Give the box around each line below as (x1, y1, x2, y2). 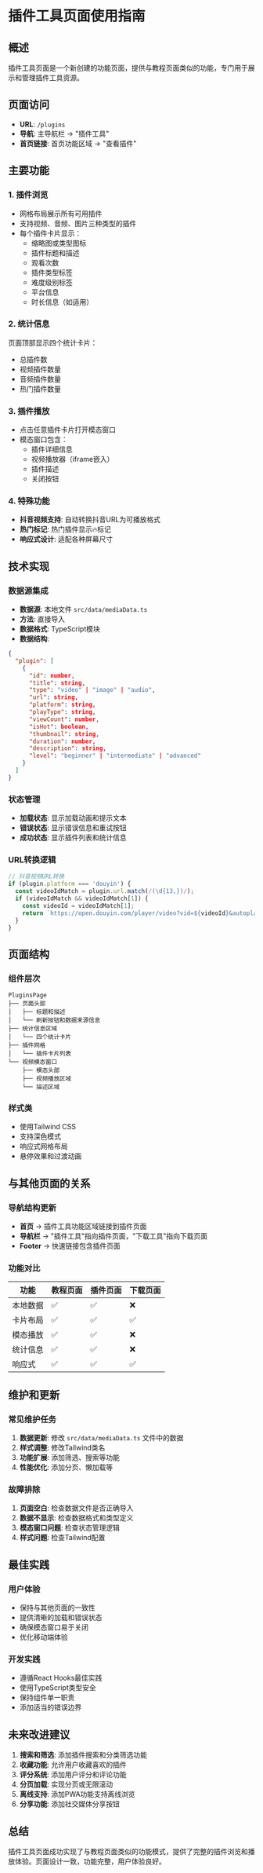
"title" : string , (28, 679, 86, 687)
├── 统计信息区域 (8, 1025, 57, 1033)
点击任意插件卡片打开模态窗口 (19, 425, 116, 434)
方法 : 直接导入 (19, 614, 65, 624)
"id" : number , (28, 671, 76, 679)
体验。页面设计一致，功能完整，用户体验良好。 (14, 1857, 166, 1866)
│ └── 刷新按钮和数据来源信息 (8, 1016, 101, 1025)
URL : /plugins (19, 119, 66, 129)
